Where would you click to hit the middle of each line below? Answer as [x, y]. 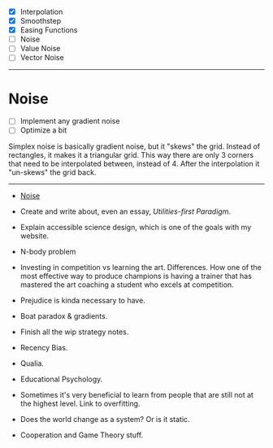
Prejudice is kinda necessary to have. [83, 301]
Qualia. [32, 363]
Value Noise [40, 49]
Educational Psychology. [61, 379]
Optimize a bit [43, 130]
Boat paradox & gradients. [64, 316]
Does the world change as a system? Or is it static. [105, 420]
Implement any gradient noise [70, 121]
